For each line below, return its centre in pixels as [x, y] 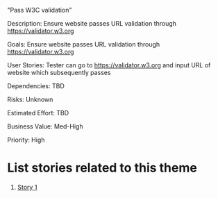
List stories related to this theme [102, 168]
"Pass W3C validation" [40, 10]
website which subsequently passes [59, 73]
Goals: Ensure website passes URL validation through [84, 44]
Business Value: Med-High [45, 126]
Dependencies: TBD [36, 86]
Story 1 [27, 187]
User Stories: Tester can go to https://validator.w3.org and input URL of [109, 65]
